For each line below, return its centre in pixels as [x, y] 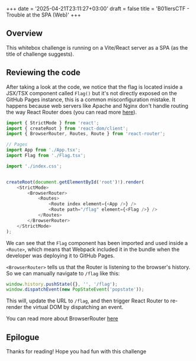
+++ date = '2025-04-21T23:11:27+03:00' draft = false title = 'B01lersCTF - [98, 9]
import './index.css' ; [34, 166]
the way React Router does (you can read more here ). [72, 112]
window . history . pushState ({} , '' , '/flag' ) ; [62, 284]
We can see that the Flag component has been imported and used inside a [97, 243]
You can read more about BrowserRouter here [62, 318]
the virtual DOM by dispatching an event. [73, 307]
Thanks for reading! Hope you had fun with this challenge [76, 352]
